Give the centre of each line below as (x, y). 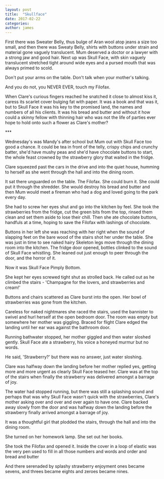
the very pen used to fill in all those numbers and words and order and (76, 451)
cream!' (13, 287)
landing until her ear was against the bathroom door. (58, 328)
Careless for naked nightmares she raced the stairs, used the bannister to (79, 312)
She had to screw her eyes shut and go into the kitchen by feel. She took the (82, 207)
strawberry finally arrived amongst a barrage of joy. (57, 413)
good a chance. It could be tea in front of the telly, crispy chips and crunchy (82, 147)
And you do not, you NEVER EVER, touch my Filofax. (58, 87)
